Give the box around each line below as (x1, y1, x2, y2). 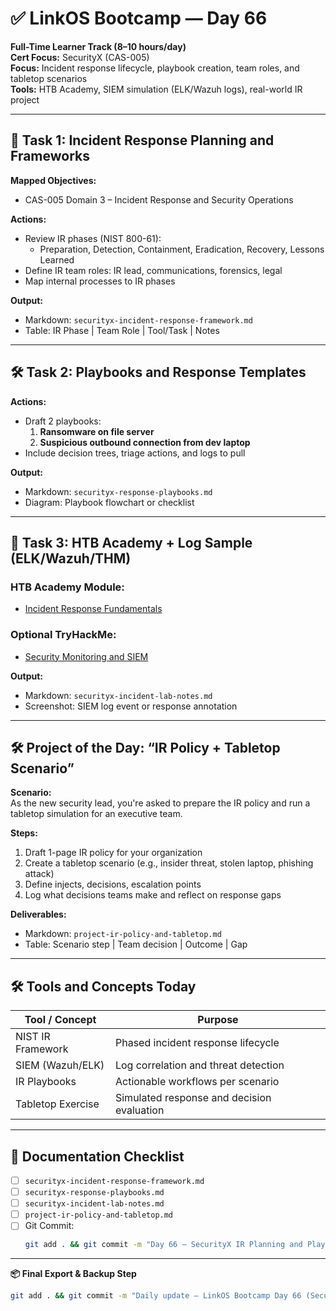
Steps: (10, 827, 38, 839)
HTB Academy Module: (10, 580, 125, 594)
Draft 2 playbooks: (24, 415, 102, 427)
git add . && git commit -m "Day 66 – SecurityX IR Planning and (24, 1240, 303, 1250)
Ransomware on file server (39, 425, 155, 437)
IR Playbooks (15, 1075, 77, 1089)
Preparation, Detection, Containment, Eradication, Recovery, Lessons (39, 243, 325, 255)
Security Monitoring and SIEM (24, 650, 149, 662)
